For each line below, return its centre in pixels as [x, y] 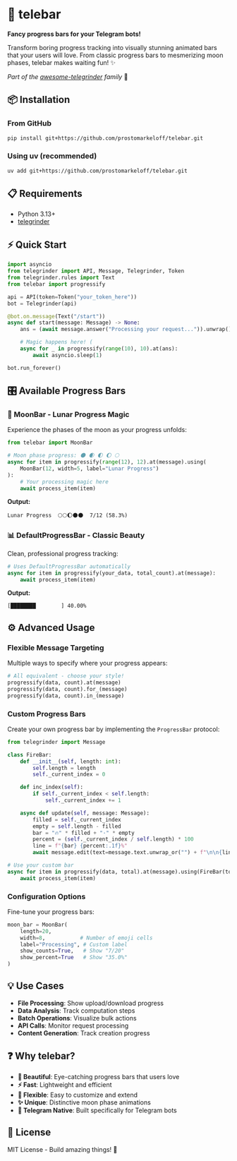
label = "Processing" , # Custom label [74, 944]
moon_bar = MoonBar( [38, 925]
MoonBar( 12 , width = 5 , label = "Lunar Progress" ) [90, 469]
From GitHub [29, 124]
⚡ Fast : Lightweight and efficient [65, 1084]
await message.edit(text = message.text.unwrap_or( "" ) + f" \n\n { [127, 853]
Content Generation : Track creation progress [84, 1033]
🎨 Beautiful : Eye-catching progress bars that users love [98, 1076]
